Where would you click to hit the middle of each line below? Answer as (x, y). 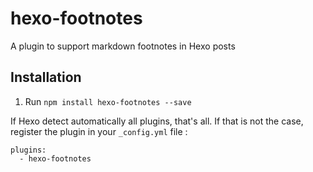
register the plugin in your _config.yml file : (99, 131)
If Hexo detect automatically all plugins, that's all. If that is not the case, (157, 121)
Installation (46, 77)
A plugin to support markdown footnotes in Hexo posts (123, 46)
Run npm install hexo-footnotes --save (108, 101)
